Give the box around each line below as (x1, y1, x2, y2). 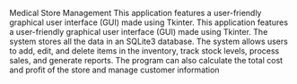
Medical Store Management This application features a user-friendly (9, 8, 262, 18)
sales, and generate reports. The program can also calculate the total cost (9, 55, 284, 65)
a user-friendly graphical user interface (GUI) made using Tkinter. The (9, 27, 268, 37)
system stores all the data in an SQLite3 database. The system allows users (9, 36, 289, 46)
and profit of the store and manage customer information (9, 64, 220, 75)
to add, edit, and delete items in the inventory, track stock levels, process (9, 46, 280, 56)
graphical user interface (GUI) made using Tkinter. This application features (9, 17, 289, 28)
